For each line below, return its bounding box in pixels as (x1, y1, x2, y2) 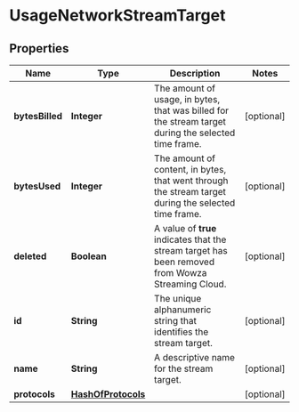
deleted (13, 250, 47, 263)
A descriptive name (154, 351, 236, 363)
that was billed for (154, 104, 230, 117)
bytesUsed (13, 180, 61, 192)
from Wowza (154, 267, 207, 279)
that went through (154, 174, 229, 187)
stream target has (154, 245, 229, 256)
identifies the (154, 326, 209, 338)
